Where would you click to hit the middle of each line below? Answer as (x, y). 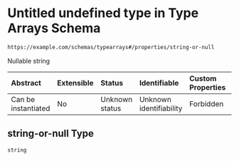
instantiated (31, 108)
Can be (23, 99)
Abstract (26, 83)
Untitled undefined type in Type (103, 13)
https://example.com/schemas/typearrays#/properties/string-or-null (111, 47)
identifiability (161, 108)
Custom (203, 78)
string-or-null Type (51, 134)
